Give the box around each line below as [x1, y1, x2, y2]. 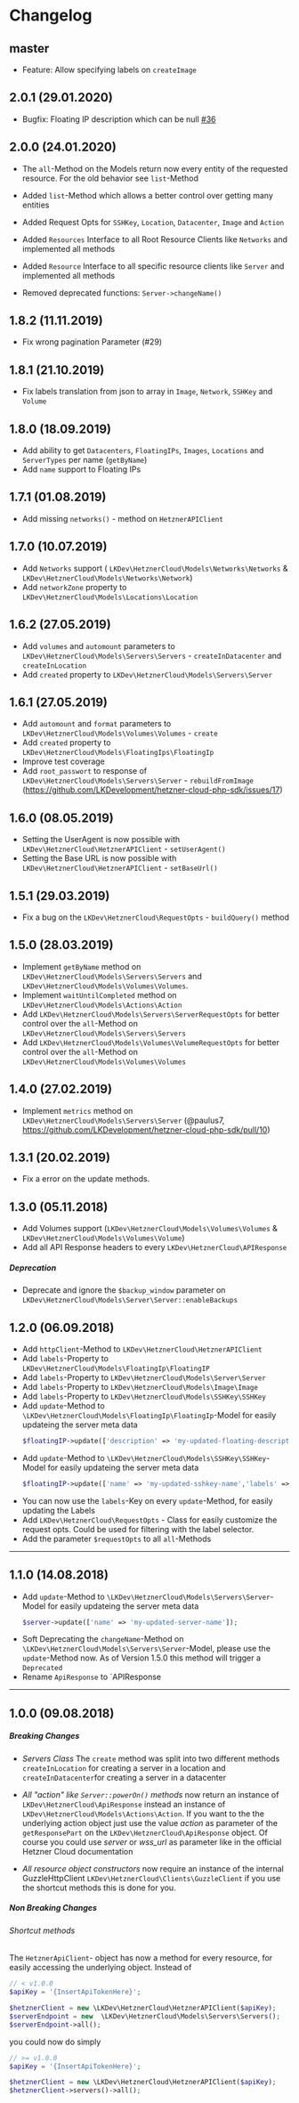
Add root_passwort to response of [21, 766, 148, 776]
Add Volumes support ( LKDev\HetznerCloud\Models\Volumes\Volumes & [21, 1223, 279, 1234]
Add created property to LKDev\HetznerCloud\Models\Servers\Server [21, 669, 273, 679]
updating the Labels [21, 1505, 96, 1515]
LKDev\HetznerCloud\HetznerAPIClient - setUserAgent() [21, 843, 226, 855]
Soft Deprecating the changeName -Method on [21, 1634, 184, 1644]
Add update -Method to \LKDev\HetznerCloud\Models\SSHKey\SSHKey [21, 1452, 267, 1463]
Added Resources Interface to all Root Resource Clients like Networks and [21, 233, 287, 245]
